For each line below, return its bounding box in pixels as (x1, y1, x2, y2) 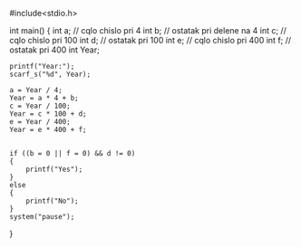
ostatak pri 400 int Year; (9, 44, 100, 55)
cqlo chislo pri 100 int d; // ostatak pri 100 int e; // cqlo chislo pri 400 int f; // (9, 35, 292, 45)
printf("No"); (25, 196, 79, 205)
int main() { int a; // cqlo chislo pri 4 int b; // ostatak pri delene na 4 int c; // (9, 25, 287, 35)
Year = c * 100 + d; (9, 109, 88, 119)
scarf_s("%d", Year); (9, 70, 92, 79)
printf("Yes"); (25, 165, 83, 174)
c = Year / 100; (9, 101, 71, 110)
